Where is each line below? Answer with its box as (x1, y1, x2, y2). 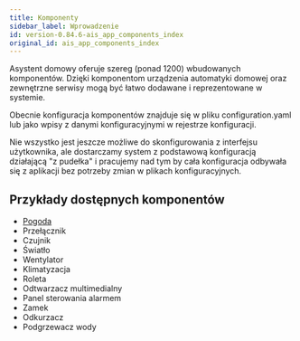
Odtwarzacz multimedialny (22, 283, 123, 294)
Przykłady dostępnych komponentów (9, 192, 225, 207)
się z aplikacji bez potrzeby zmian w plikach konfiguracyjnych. (9, 166, 242, 176)
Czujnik (22, 235, 52, 246)
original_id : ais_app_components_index (9, 38, 160, 48)
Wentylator (22, 254, 64, 265)
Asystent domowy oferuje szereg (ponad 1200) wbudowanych (9, 63, 241, 74)
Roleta (22, 273, 47, 285)
